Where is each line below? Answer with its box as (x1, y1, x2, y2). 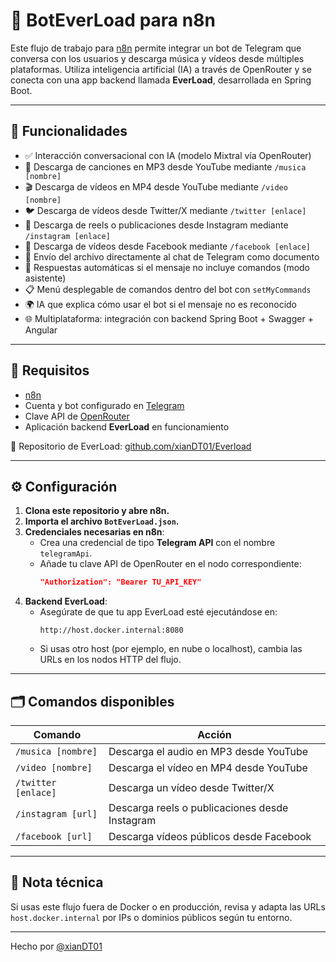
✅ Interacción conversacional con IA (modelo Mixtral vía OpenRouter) (24, 149, 312, 161)
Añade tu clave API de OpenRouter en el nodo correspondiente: (39, 558, 302, 570)
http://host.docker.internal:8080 (39, 625, 184, 636)
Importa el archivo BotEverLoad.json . (24, 515, 180, 528)
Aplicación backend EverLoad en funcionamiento (24, 420, 230, 433)
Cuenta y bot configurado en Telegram (24, 399, 185, 411)
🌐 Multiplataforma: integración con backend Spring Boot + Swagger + (24, 312, 314, 324)
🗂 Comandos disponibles (10, 693, 175, 710)
